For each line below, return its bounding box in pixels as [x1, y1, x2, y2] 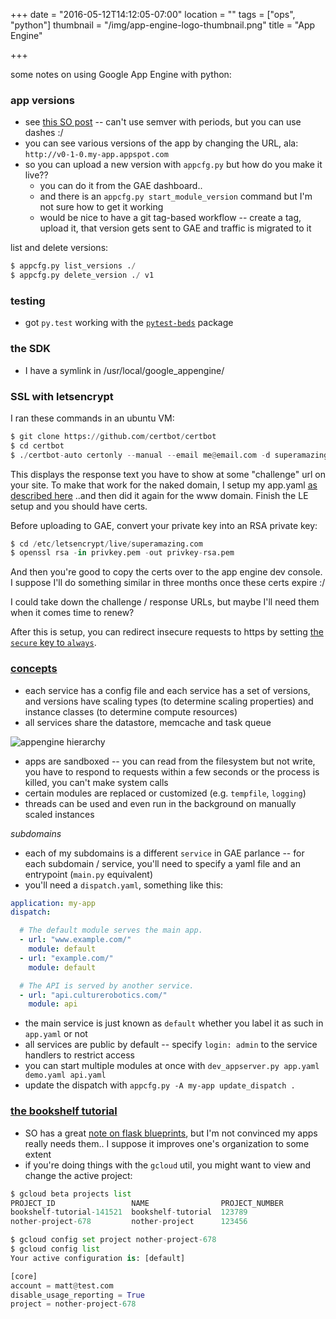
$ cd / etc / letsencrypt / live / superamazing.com [10, 539, 203, 549]
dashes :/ [24, 127, 64, 139]
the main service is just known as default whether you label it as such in [24, 1017, 324, 1029]
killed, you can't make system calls [24, 776, 169, 788]
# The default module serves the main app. [19, 925, 203, 936]
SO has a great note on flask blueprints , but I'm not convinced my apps [24, 1127, 318, 1139]
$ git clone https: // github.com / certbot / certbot [10, 431, 217, 441]
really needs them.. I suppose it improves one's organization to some [24, 1137, 310, 1149]
